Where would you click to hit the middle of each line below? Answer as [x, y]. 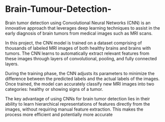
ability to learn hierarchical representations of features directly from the [78, 104]
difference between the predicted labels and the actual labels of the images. [82, 79]
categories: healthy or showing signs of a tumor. [54, 89]
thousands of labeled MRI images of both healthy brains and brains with [78, 48]
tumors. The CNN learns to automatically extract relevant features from [77, 53]
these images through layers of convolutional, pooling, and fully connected [81, 58]
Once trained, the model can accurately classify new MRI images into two [80, 84]
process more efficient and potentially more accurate [59, 114]
